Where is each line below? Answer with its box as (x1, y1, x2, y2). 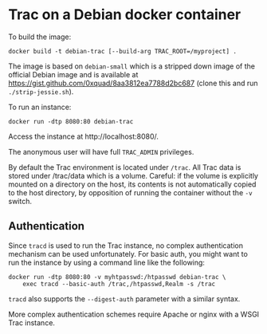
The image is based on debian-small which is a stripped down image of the (8, 61, 255, 71)
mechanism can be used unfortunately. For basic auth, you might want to (8, 249, 249, 258)
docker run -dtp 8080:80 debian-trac (8, 117, 134, 125)
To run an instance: (8, 102, 72, 112)
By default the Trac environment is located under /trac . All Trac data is (8, 162, 241, 172)
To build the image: (8, 32, 72, 41)
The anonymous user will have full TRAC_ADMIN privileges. (8, 147, 194, 156)
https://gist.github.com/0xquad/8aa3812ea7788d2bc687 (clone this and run (8, 78, 258, 88)
